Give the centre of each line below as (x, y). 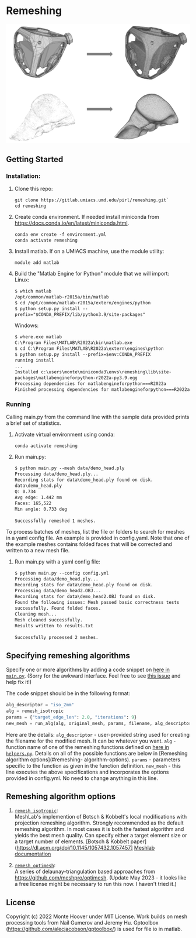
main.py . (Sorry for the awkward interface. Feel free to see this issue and (93, 676)
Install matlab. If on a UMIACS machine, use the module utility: (89, 251)
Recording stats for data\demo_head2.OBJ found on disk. (85, 597)
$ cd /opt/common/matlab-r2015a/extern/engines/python (83, 303)
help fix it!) (19, 682)
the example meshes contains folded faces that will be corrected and (89, 544)
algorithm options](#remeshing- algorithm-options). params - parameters (93, 760)
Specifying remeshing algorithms (68, 656)
